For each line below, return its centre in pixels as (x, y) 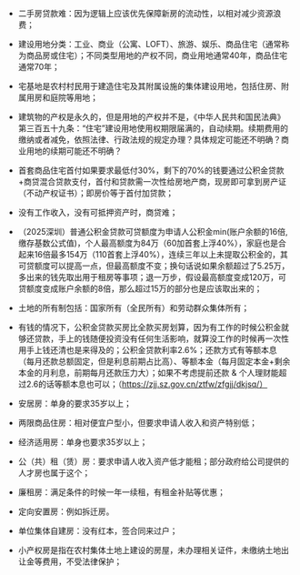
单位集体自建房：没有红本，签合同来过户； (98, 531)
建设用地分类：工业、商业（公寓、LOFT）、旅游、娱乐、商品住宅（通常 (150, 44)
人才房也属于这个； (54, 473)
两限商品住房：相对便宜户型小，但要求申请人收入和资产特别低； (137, 423)
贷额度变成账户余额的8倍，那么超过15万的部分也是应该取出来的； (140, 288)
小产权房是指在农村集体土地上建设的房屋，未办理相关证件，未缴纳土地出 (153, 550)
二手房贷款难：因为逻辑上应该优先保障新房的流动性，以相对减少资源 (145, 13)
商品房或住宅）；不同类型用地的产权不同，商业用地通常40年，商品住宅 (157, 55)
